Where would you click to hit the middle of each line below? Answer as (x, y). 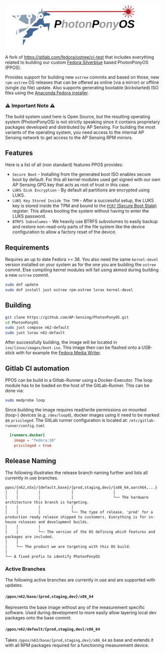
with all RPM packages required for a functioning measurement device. (77, 645)
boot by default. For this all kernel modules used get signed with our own (86, 180)
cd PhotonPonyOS (22, 323)
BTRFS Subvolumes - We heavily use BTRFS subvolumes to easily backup (85, 221)
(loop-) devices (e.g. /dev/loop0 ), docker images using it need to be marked (82, 415)
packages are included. (30, 537)
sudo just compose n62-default (37, 328)
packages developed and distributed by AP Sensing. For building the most (80, 127)
